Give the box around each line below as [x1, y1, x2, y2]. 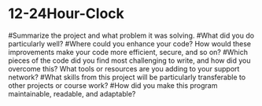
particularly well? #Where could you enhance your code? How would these [8, 38, 252, 48]
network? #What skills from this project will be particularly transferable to [8, 72, 246, 82]
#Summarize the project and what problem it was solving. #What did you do [8, 31, 254, 40]
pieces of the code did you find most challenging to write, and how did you [8, 56, 251, 65]
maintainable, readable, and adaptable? [8, 89, 136, 98]
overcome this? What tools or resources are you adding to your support [8, 64, 240, 73]
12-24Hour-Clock [8, 5, 124, 23]
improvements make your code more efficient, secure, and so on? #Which [8, 47, 249, 57]
